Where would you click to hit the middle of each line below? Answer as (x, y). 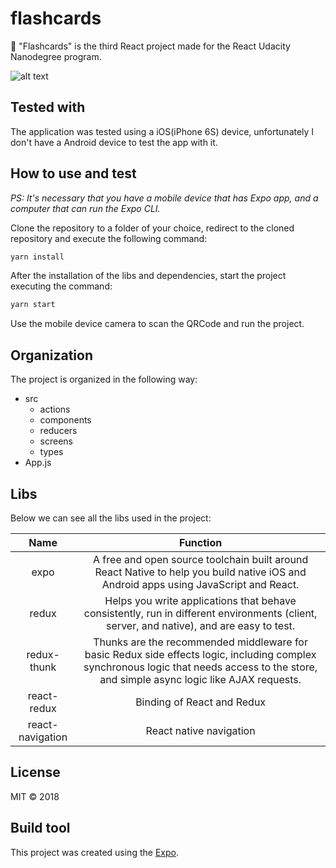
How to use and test (73, 173)
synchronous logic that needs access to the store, (200, 667)
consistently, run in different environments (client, (200, 613)
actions (55, 409)
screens (56, 441)
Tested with (48, 107)
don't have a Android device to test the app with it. (114, 142)
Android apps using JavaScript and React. (200, 584)
